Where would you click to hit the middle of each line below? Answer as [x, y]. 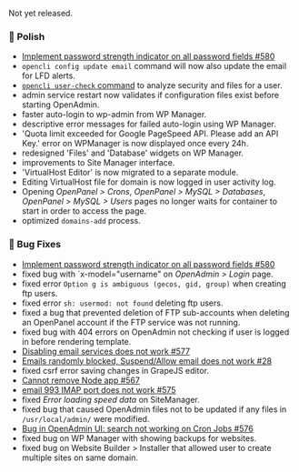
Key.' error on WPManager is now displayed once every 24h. [135, 144]
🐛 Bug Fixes [35, 245]
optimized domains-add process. [81, 221]
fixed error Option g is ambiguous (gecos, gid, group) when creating [154, 283]
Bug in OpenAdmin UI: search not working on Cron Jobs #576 [137, 428]
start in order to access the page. [84, 211]
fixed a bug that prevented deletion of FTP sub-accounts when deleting [155, 312]
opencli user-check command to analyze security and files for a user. [152, 85]
